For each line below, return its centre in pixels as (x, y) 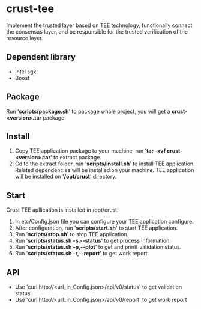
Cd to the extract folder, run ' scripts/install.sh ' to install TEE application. (105, 164)
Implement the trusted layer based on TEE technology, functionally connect (99, 25)
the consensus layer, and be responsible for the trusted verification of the (97, 31)
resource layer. (25, 38)
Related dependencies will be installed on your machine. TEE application (104, 170)
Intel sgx (25, 72)
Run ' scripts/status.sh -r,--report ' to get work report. (82, 254)
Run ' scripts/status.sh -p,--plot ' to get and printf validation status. (98, 247)
